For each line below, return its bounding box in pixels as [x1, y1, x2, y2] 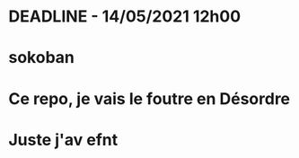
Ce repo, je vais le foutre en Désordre [8, 88, 291, 109]
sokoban [8, 48, 75, 68]
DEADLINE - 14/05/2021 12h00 [8, 6, 242, 27]
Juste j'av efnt [8, 129, 119, 150]
